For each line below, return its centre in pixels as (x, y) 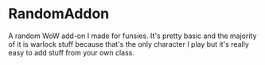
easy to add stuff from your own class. (72, 52)
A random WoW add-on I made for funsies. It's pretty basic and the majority (132, 36)
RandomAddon (59, 14)
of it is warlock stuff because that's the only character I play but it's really (129, 44)
